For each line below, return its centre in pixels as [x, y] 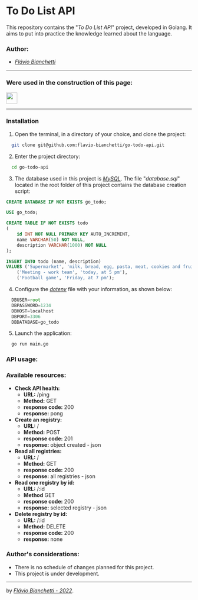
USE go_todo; [22, 212]
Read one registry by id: [44, 482]
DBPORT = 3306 [26, 317]
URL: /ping [37, 394]
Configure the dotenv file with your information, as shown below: [93, 289]
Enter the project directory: [47, 156]
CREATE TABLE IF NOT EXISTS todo [47, 223]
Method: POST [42, 432]
